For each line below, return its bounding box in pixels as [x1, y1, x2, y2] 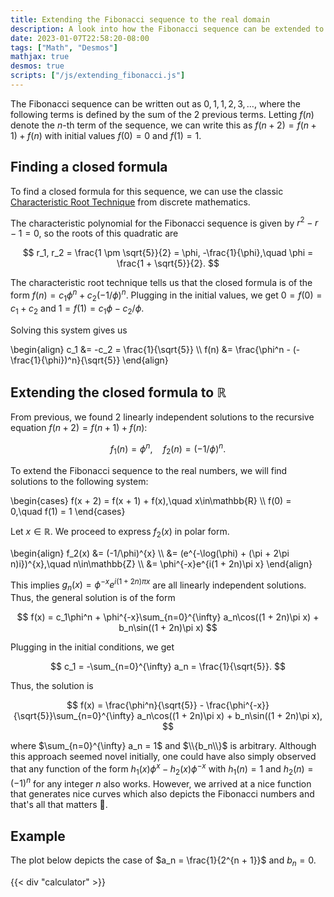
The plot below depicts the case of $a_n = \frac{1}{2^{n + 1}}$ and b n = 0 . [10, 854, 317, 868]
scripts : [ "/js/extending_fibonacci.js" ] [10, 71, 186, 81]
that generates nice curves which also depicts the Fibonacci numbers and [10, 788, 315, 800]
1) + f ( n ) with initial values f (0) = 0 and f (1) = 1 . [10, 129, 202, 141]
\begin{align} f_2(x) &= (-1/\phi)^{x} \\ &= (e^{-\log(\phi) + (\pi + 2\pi [10, 547, 290, 559]
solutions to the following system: [10, 475, 149, 487]
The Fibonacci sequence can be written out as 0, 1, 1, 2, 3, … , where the [10, 97, 301, 110]
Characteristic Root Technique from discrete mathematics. [10, 196, 251, 208]
